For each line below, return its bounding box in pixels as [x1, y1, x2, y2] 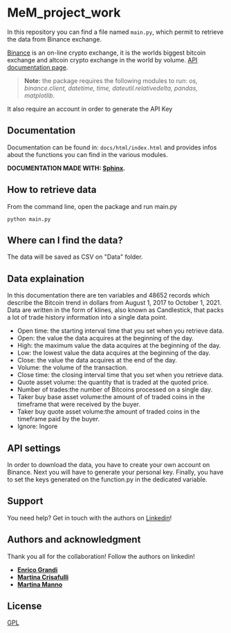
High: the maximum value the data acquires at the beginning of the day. [17, 341, 221, 350]
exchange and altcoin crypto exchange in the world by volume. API [7, 55, 198, 64]
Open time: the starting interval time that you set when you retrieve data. [17, 327, 224, 335]
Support [7, 495, 44, 507]
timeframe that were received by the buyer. [17, 400, 140, 409]
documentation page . [7, 63, 68, 71]
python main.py [7, 216, 51, 223]
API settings [7, 442, 61, 454]
